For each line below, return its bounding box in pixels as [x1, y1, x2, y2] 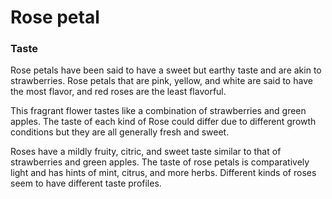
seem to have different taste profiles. [10, 177, 162, 190]
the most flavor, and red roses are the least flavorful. [10, 86, 227, 98]
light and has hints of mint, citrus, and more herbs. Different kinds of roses [10, 167, 317, 179]
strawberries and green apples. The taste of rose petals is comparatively [10, 156, 310, 168]
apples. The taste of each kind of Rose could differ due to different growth [10, 116, 317, 128]
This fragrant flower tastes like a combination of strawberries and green [10, 105, 307, 117]
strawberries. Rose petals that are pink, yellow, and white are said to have [10, 75, 313, 87]
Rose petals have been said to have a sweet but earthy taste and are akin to [10, 64, 322, 76]
